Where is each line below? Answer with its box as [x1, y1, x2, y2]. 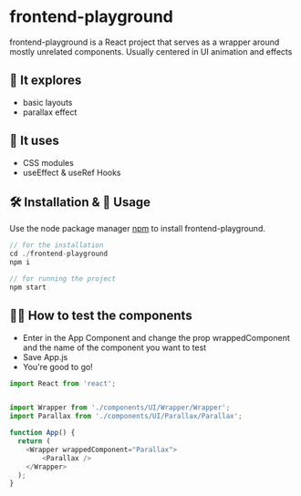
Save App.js [22, 351, 68, 362]
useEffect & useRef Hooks [22, 167, 121, 178]
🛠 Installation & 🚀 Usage [9, 194, 151, 210]
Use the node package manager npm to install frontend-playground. [9, 223, 266, 234]
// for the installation [9, 241, 104, 250]
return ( [17, 437, 51, 446]
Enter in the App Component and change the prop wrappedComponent [22, 332, 290, 343]
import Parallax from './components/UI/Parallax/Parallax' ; [9, 412, 244, 421]
